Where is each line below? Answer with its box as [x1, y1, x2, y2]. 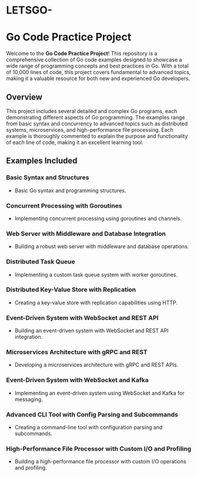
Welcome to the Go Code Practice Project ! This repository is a [6, 50, 158, 57]
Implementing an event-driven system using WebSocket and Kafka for [14, 389, 185, 396]
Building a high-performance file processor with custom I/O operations [14, 458, 186, 465]
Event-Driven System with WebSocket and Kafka [6, 376, 149, 384]
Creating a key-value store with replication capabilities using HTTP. [14, 299, 178, 306]
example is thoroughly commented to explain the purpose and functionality [6, 132, 188, 139]
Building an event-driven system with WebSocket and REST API [14, 327, 169, 334]
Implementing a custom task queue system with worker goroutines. [14, 271, 178, 278]
